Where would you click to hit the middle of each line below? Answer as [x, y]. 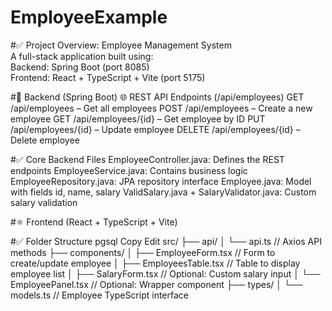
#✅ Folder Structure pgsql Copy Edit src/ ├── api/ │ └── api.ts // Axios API [166, 241]
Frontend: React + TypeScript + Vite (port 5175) [108, 77]
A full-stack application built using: [82, 56]
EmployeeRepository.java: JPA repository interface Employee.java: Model [161, 181]
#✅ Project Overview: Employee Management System [121, 45]
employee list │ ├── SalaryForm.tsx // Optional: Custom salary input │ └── [165, 273]
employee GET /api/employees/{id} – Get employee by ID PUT [138, 118]
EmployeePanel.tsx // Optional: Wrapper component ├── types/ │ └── [156, 284]
